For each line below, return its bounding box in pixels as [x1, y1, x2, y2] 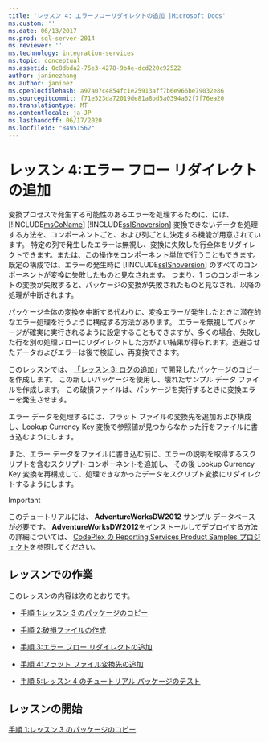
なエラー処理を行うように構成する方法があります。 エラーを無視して [8, 317, 235, 327]
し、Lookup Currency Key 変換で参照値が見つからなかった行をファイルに [8, 422, 251, 431]
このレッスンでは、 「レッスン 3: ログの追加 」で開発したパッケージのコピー [8, 364, 260, 374]
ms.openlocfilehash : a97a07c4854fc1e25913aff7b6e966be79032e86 [8, 86, 225, 95]
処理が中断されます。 [8, 290, 79, 299]
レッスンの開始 [8, 702, 83, 715]
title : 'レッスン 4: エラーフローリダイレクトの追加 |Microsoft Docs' [8, 11, 226, 20]
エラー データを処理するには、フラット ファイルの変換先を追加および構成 [8, 411, 251, 421]
